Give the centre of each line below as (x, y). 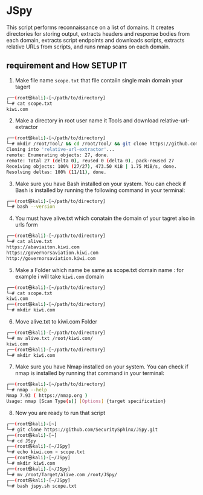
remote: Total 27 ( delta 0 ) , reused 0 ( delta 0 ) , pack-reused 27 (90, 161)
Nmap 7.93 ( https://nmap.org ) (47, 396)
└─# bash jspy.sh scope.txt (42, 486)
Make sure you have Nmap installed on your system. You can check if (102, 367)
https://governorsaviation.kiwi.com (52, 253)
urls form (26, 225)
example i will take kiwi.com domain (60, 276)
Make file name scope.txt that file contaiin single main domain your (99, 80)
